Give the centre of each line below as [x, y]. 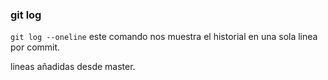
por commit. [35, 47]
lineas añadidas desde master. [73, 67]
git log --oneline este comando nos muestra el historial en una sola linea [164, 37]
